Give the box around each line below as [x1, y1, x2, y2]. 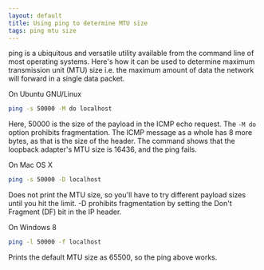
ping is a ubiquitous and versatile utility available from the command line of [8, 49, 254, 58]
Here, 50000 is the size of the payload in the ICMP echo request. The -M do [8, 119, 257, 129]
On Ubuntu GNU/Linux [8, 89, 82, 99]
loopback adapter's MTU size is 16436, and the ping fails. [8, 145, 198, 154]
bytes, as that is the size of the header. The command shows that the [8, 137, 235, 146]
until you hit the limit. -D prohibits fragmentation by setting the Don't [8, 199, 233, 208]
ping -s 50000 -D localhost [8, 176, 102, 184]
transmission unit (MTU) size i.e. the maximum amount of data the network [8, 66, 254, 75]
